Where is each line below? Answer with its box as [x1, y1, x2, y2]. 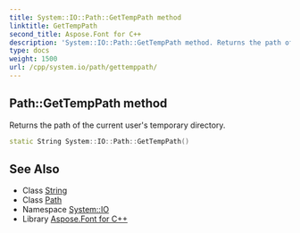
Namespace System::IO [21, 204, 110, 215]
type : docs [9, 46, 50, 55]
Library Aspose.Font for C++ [21, 213, 128, 224]
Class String [21, 185, 68, 196]
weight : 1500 [9, 54, 58, 63]
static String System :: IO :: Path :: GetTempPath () [9, 137, 190, 146]
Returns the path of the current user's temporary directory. [9, 120, 226, 130]
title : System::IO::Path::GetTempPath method [9, 12, 181, 22]
